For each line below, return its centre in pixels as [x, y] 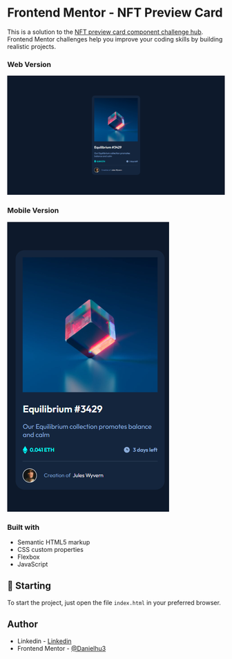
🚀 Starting [29, 586]
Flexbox [28, 557]
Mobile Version [33, 211]
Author [22, 624]
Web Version [29, 64]
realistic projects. [32, 46]
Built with [23, 527]
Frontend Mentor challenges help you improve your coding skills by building [115, 39]
